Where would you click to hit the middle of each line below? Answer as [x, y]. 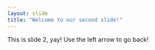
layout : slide [28, 13]
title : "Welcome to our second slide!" [65, 20]
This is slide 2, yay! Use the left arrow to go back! [78, 39]
